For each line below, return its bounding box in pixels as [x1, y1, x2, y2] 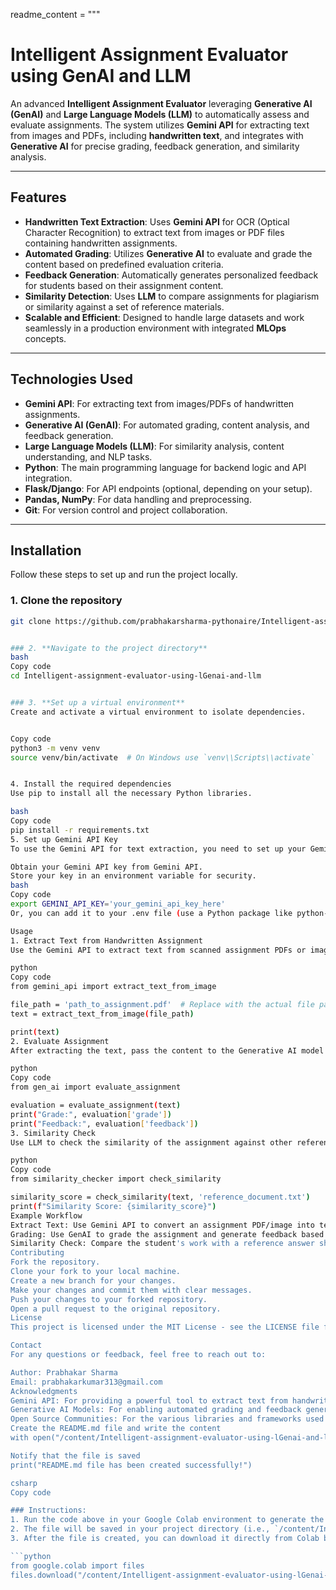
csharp [10, 1478, 38, 1488]
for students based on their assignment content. [24, 279, 224, 291]
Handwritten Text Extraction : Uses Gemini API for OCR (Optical [24, 215, 290, 228]
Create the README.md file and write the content [10, 1424, 222, 1434]
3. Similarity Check [10, 1128, 97, 1138]
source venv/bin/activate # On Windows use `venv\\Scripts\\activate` [10, 752, 315, 763]
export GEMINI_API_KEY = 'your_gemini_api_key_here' [10, 899, 226, 909]
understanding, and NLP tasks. [24, 450, 153, 463]
